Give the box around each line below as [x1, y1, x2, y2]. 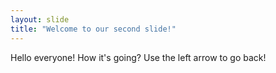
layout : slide [10, 14, 70, 25]
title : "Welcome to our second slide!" [10, 24, 177, 34]
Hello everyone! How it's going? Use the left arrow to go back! [10, 51, 267, 63]
